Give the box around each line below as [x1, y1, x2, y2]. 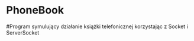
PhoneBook [6, 4, 64, 17]
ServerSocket [6, 29, 40, 36]
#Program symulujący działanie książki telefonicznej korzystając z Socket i [6, 23, 188, 30]
